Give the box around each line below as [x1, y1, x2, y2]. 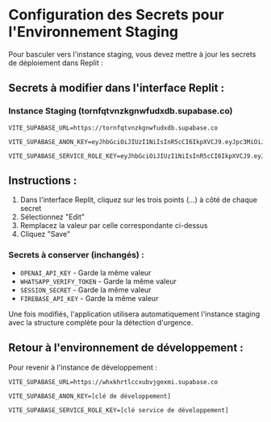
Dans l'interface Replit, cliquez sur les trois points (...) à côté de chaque [19, 195, 258, 205]
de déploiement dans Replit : [8, 58, 103, 68]
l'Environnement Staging [8, 23, 179, 41]
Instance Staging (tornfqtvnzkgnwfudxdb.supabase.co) [8, 105, 233, 117]
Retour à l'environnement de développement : [8, 341, 244, 355]
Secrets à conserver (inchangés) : [8, 250, 144, 261]
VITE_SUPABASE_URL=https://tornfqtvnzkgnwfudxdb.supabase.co [8, 123, 219, 132]
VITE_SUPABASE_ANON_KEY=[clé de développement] [8, 392, 172, 400]
